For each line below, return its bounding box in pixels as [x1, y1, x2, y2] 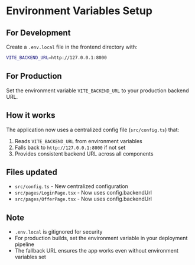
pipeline [14, 241, 34, 248]
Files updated [6, 167, 57, 177]
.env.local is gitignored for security [14, 228, 103, 235]
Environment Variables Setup [6, 4, 152, 18]
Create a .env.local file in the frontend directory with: [6, 43, 138, 50]
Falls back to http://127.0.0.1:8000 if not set [14, 144, 126, 151]
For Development [6, 28, 71, 38]
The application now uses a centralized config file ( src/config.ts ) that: [6, 126, 180, 133]
